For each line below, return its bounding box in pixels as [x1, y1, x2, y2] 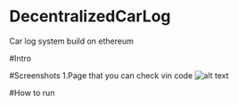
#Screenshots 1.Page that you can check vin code [9, 69, 193, 81]
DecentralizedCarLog [9, 6, 171, 27]
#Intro [9, 52, 31, 63]
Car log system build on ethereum [9, 36, 134, 46]
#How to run [9, 87, 55, 98]
